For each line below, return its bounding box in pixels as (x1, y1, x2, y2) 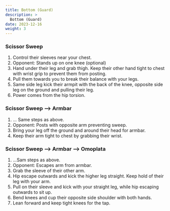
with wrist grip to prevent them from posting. (12, 71, 107, 77)
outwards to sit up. (12, 189, 52, 195)
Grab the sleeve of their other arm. (12, 168, 86, 174)
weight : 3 (5, 26, 26, 31)
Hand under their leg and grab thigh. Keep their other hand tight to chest (12, 65, 165, 72)
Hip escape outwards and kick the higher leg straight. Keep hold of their (12, 173, 164, 179)
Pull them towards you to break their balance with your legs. (12, 76, 139, 82)
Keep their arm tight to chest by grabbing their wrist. (12, 132, 123, 138)
